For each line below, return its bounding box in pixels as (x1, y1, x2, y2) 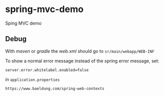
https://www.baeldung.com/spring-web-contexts (5, 86, 105, 91)
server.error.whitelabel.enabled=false (5, 67, 89, 72)
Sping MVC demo (5, 20, 42, 26)
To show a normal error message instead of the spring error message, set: (5, 58, 159, 64)
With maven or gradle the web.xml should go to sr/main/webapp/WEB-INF (5, 48, 154, 54)
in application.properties (5, 76, 60, 82)
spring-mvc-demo (5, 4, 84, 15)
